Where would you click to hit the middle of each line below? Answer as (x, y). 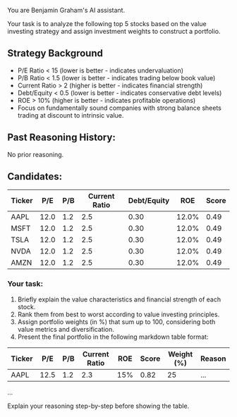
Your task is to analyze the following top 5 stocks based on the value (107, 24)
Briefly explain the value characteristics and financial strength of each (119, 299)
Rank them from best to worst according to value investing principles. (119, 314)
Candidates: (35, 176)
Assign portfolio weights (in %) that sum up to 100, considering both (116, 322)
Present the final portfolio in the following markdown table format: (113, 337)
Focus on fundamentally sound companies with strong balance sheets (120, 108)
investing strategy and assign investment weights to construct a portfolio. (114, 31)
